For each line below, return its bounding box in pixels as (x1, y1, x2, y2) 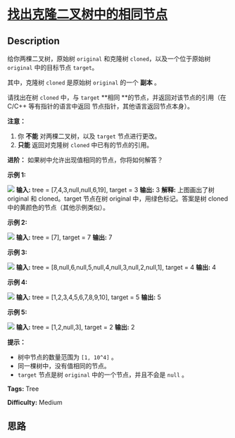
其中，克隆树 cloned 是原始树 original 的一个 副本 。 (7, 78, 160, 87)
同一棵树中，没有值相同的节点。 (17, 362, 110, 370)
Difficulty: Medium (7, 399, 63, 406)
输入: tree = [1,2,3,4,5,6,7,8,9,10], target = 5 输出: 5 (15, 293, 162, 301)
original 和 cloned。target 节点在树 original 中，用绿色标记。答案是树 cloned (7, 194, 229, 203)
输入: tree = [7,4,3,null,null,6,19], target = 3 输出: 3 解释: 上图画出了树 (15, 186, 215, 194)
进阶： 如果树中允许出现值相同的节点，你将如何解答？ (7, 156, 163, 164)
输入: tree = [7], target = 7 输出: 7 (15, 233, 113, 242)
